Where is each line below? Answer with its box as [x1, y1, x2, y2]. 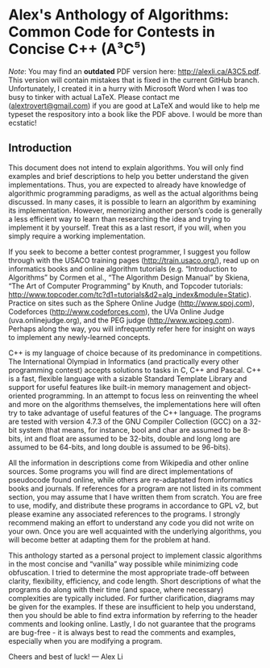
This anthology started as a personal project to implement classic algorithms [8, 550, 263, 560]
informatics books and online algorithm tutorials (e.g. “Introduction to [8, 263, 238, 273]
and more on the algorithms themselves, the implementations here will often [8, 399, 260, 409]
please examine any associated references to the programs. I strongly [8, 509, 240, 519]
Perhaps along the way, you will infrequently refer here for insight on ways [8, 324, 255, 334]
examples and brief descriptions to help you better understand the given [8, 171, 249, 180]
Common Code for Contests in [8, 23, 215, 41]
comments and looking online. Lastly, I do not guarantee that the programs [8, 619, 256, 629]
